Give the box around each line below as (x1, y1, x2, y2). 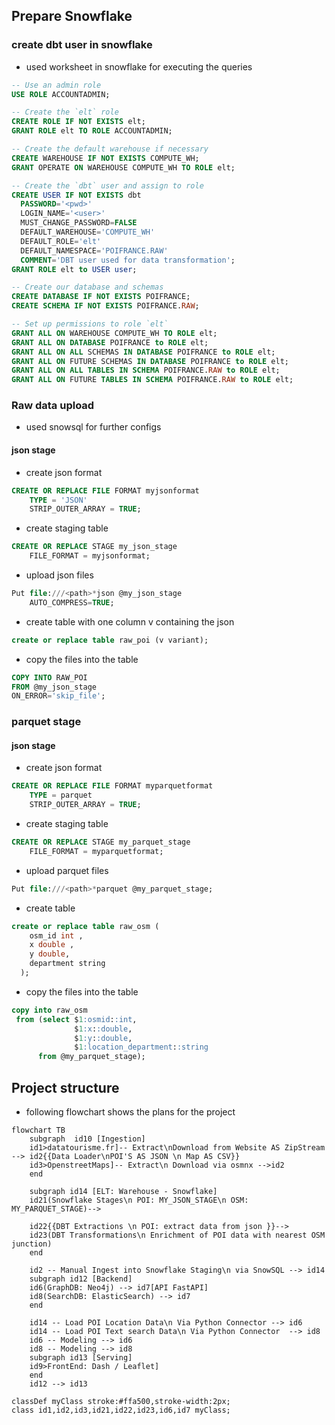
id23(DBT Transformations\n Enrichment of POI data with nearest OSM (29, 1230, 326, 1240)
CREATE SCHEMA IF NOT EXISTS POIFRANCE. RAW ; (11, 301, 200, 311)
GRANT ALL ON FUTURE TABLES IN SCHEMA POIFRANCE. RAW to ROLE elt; (11, 375, 294, 385)
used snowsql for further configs (25, 421, 162, 433)
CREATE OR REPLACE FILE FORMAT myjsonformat (11, 485, 200, 496)
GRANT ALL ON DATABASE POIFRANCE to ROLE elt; (11, 337, 209, 348)
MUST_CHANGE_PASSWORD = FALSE (20, 218, 138, 228)
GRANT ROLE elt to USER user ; (11, 264, 138, 274)
